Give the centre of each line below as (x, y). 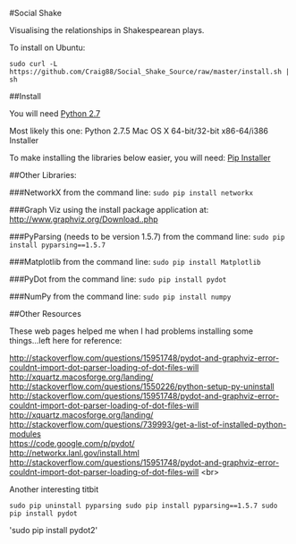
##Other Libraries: (43, 175)
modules (25, 434)
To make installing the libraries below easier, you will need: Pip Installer (140, 157)
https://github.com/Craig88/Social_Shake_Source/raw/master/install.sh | (150, 72)
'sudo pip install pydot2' (54, 530)
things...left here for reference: (66, 340)
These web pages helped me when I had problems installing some (131, 331)
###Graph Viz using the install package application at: (109, 210)
